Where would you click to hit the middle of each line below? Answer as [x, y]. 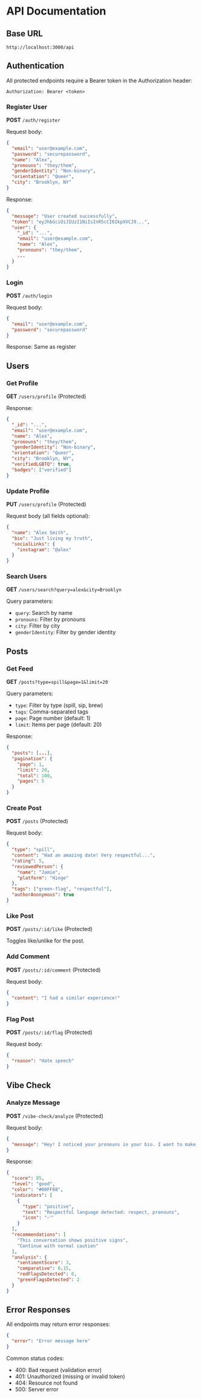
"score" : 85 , [28, 1178]
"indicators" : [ [32, 1195]
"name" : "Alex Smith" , [40, 532]
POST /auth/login [29, 296]
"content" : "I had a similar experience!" [66, 998]
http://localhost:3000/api [40, 47]
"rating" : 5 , [28, 861]
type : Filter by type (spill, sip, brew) [59, 705]
